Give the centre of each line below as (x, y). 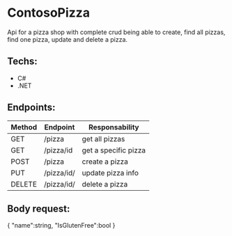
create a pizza (105, 162)
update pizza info (110, 173)
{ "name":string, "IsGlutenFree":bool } (61, 226)
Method (24, 127)
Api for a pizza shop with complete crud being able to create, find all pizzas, (116, 32)
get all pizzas (103, 139)
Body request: (39, 209)
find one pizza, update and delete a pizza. (67, 39)
